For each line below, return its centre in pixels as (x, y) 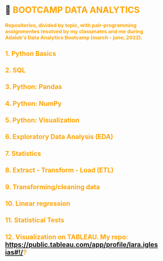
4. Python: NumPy (34, 103)
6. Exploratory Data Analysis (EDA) (59, 137)
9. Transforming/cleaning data (53, 187)
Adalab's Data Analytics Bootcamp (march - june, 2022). (74, 38)
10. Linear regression (38, 204)
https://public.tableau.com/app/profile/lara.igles (81, 245)
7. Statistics (23, 153)
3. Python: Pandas (34, 87)
